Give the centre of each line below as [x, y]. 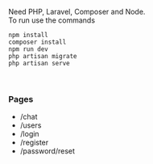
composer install [37, 42]
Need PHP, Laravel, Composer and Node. [77, 12]
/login [29, 134]
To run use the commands [52, 20]
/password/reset [47, 151]
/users [31, 125]
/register [34, 143]
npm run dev [28, 49]
